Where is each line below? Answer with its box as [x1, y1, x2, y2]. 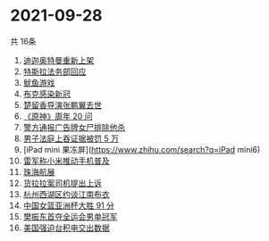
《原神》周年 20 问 [22, 111, 93, 121]
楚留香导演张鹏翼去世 [22, 99, 102, 110]
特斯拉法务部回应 [22, 66, 87, 77]
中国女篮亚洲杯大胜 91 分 [22, 200, 115, 211]
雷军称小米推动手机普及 [22, 155, 110, 166]
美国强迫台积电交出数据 [22, 222, 110, 233]
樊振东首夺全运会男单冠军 [22, 211, 118, 221]
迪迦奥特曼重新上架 [22, 54, 95, 65]
